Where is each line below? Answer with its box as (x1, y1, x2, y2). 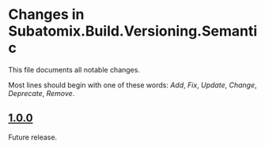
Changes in (8, 6, 85, 24)
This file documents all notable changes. (8, 65, 141, 74)
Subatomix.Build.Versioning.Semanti (8, 22, 258, 40)
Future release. (8, 132, 58, 142)
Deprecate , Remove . (8, 88, 75, 98)
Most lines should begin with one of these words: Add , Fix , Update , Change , (8, 80, 257, 90)
